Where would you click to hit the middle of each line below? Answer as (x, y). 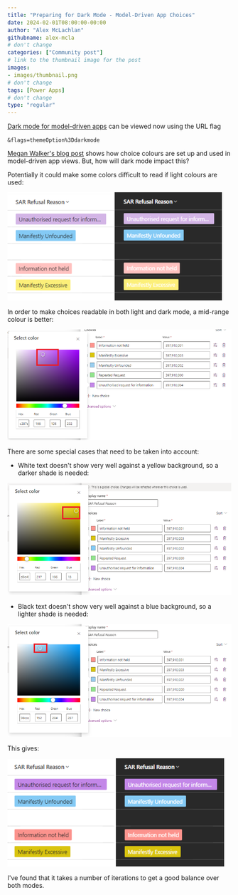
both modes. (26, 886)
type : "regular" (31, 105)
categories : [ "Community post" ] (55, 53)
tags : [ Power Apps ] (36, 90)
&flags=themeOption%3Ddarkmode (54, 140)
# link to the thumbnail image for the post (74, 61)
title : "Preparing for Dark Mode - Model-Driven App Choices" (101, 15)
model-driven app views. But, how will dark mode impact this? (98, 161)
